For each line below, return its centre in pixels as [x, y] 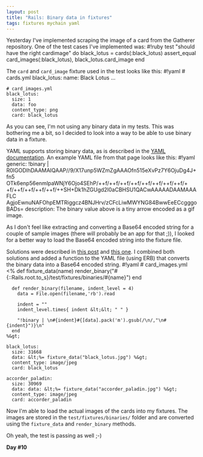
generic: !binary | [28, 164]
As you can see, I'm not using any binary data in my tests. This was [90, 127]
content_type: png [35, 110]
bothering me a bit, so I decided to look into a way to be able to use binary [99, 133]
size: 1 [22, 100]
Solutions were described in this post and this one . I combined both [90, 252]
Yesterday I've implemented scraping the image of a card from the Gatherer [101, 41]
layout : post [23, 12]
